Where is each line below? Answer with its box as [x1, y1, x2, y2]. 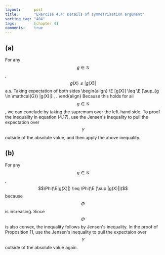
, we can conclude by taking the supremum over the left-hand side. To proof [5, 109, 161, 115]
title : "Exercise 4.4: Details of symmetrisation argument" [5, 12, 145, 17]
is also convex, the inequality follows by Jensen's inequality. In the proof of [5, 223, 158, 229]
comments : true [5, 26, 43, 31]
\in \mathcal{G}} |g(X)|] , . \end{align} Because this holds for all [5, 93, 134, 99]
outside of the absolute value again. [5, 244, 78, 250]
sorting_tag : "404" [5, 16, 45, 21]
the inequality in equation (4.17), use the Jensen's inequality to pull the [5, 114, 149, 120]
